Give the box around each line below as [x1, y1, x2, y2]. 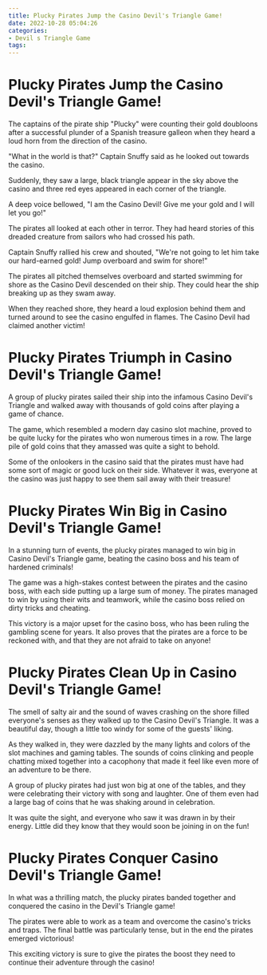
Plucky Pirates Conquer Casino [8, 850, 219, 867]
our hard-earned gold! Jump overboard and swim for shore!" [8, 256, 208, 266]
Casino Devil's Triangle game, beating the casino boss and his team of [8, 553, 240, 563]
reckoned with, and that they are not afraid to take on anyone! [8, 636, 211, 645]
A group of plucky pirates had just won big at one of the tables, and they [8, 780, 246, 790]
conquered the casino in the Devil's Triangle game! [8, 901, 175, 910]
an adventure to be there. [8, 764, 92, 775]
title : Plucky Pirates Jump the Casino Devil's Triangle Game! [8, 11, 223, 20]
